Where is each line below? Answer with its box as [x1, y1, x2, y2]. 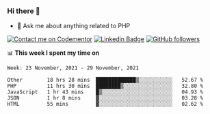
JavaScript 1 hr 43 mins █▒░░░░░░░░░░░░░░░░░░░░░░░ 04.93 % [7, 89, 204, 95]
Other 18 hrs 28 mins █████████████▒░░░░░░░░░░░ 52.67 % [7, 77, 204, 84]
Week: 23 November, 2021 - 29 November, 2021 [7, 65, 139, 71]
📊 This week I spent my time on [7, 49, 100, 57]
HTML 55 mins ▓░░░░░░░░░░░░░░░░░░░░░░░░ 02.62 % [7, 101, 204, 108]
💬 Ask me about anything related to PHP [16, 22, 131, 30]
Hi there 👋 [7, 6, 41, 16]
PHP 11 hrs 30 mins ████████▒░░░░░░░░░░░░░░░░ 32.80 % [7, 82, 204, 90]
